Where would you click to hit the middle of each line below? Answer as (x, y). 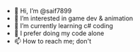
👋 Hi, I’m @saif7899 (43, 11)
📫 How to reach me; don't (53, 41)
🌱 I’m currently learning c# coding (63, 26)
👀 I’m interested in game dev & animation (74, 18)
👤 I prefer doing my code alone (59, 33)
